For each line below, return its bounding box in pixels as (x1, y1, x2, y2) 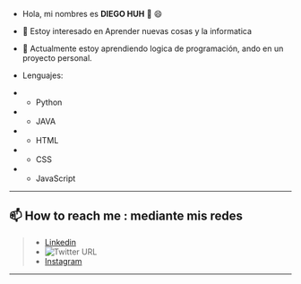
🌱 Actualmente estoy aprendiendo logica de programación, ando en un (21, 43, 284, 54)
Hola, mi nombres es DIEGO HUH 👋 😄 (21, 9, 163, 19)
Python (35, 97, 63, 108)
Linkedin (44, 237, 76, 247)
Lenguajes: (21, 70, 64, 81)
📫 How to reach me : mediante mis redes (9, 209, 244, 224)
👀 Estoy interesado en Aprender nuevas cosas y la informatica (21, 26, 253, 36)
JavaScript (35, 173, 76, 184)
